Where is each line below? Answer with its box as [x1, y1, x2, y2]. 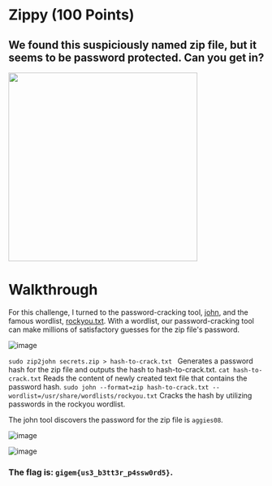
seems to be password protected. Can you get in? [8, 50, 265, 64]
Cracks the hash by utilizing [159, 390, 253, 400]
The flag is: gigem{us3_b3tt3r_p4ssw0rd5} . [8, 467, 173, 478]
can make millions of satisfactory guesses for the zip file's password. [8, 325, 240, 334]
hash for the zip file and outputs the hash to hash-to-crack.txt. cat [8, 364, 230, 374]
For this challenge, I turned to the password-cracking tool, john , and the [8, 307, 249, 317]
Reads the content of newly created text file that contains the [43, 373, 248, 383]
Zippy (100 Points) [8, 6, 135, 24]
